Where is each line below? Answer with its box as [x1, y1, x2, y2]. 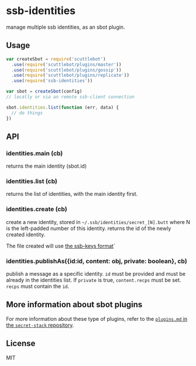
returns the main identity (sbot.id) [6, 162, 87, 170]
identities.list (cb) [6, 177, 57, 185]
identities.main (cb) [6, 149, 63, 157]
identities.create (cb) [6, 205, 67, 213]
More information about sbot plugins [6, 300, 143, 310]
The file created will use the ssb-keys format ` [6, 242, 116, 249]
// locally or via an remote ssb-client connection [6, 94, 135, 100]
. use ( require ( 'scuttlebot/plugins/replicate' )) [11, 72, 130, 79]
